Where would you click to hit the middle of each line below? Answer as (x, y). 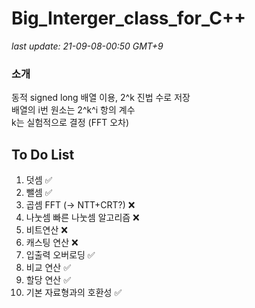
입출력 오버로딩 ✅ (60, 255)
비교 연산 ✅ (48, 268)
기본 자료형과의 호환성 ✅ (74, 293)
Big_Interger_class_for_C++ (128, 18)
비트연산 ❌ (46, 230)
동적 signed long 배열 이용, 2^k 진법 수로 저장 (101, 98)
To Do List (43, 154)
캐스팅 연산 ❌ (52, 243)
